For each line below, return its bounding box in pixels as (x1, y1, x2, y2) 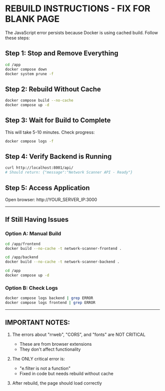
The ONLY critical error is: (12, 356, 65, 361)
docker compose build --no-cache (5, 98, 74, 103)
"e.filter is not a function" (19, 365, 71, 371)
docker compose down (5, 67, 48, 72)
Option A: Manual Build (5, 230, 61, 237)
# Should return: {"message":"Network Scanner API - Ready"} (5, 170, 133, 175)
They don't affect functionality (19, 346, 81, 352)
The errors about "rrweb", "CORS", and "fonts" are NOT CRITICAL (12, 331, 146, 337)
